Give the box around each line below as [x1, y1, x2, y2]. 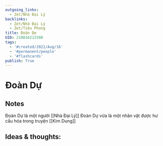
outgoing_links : [5, 7, 39, 12]
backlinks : [5, 16, 28, 21]
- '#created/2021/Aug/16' [9, 44, 64, 49]
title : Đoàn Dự [5, 30, 37, 35]
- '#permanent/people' [9, 49, 57, 54]
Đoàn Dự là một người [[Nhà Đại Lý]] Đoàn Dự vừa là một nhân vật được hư [5, 113, 158, 119]
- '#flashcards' [9, 53, 43, 59]
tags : [5, 40, 16, 45]
